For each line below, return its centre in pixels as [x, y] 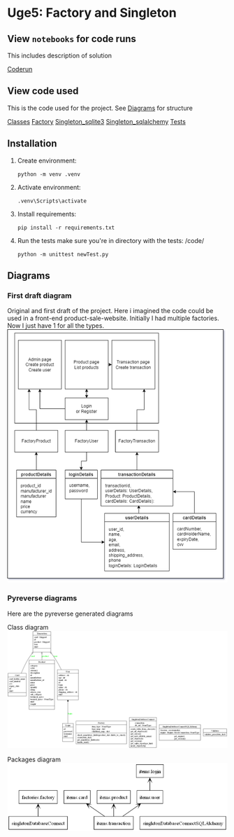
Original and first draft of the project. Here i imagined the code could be [110, 311]
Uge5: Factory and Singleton [92, 13]
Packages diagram [34, 760]
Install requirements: [47, 214]
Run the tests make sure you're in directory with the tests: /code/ [111, 240]
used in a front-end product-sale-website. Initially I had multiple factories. [113, 318]
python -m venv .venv [49, 174]
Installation [32, 144]
